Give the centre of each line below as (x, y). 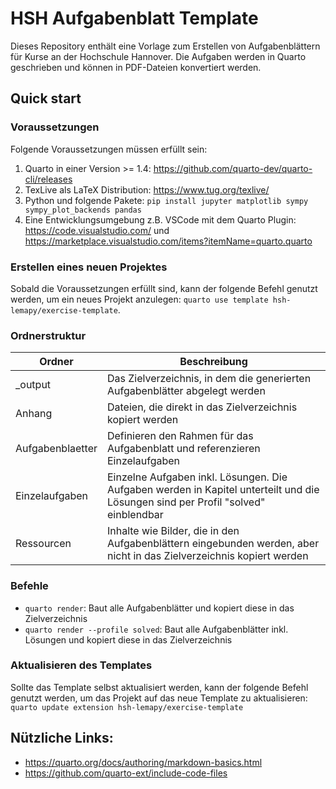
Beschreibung (213, 362)
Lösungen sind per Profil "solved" (186, 502)
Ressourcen (43, 544)
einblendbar (135, 515)
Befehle (29, 586)
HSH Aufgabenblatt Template (134, 18)
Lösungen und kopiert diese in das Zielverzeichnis (128, 639)
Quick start (46, 98)
